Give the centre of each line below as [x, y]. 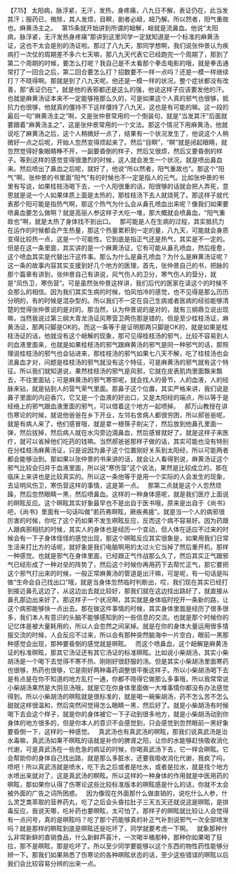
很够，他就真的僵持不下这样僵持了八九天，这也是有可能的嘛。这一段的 [127, 107]
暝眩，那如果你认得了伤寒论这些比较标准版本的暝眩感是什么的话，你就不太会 [118, 784]
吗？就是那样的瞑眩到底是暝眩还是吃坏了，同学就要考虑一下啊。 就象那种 [114, 828]
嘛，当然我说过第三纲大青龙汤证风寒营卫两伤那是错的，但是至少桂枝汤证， [115, 318]
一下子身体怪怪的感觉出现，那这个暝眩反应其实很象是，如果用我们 [121, 538]
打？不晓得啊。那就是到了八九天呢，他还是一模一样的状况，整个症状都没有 [115, 81]
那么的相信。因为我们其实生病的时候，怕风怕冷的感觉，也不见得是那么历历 [121, 292]
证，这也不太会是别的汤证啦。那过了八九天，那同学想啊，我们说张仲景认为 [115, 45]
